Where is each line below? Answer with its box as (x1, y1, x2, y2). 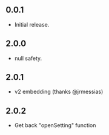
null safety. (14, 54, 42, 62)
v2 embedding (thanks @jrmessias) (14, 88, 104, 96)
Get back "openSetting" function (14, 122, 96, 129)
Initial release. (14, 21, 50, 28)
